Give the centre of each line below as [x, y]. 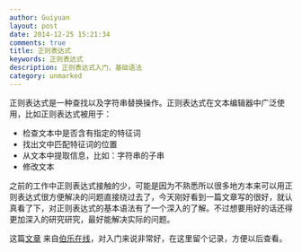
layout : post [34, 26]
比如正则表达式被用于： [68, 114]
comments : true [38, 43]
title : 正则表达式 [40, 51]
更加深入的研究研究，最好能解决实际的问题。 [92, 219]
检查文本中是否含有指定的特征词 [81, 133]
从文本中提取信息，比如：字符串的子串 [93, 155]
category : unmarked [46, 76]
